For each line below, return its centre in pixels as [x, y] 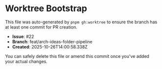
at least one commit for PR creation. [41, 27]
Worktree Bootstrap [46, 9]
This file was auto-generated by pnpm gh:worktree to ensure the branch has [81, 22]
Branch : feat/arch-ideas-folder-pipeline [52, 41]
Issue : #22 [23, 36]
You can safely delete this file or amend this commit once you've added [77, 56]
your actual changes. [26, 61]
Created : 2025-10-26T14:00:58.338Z [50, 47]
